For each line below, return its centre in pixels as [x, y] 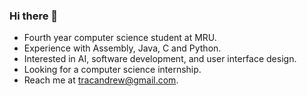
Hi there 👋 [34, 16]
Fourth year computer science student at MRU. [120, 38]
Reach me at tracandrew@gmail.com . [101, 80]
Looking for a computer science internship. [112, 70]
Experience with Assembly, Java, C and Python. [122, 48]
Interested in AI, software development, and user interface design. [160, 59]
